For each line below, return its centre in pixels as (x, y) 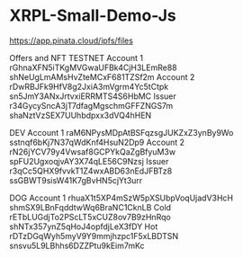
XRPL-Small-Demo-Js (93, 16)
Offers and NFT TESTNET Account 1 (76, 58)
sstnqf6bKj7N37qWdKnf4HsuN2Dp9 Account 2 (97, 142)
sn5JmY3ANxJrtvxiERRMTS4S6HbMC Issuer (93, 96)
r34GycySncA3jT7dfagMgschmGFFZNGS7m (91, 105)
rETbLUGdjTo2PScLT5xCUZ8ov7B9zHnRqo (90, 217)
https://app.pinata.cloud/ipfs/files (71, 40)
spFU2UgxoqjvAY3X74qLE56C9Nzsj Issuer (89, 161)
